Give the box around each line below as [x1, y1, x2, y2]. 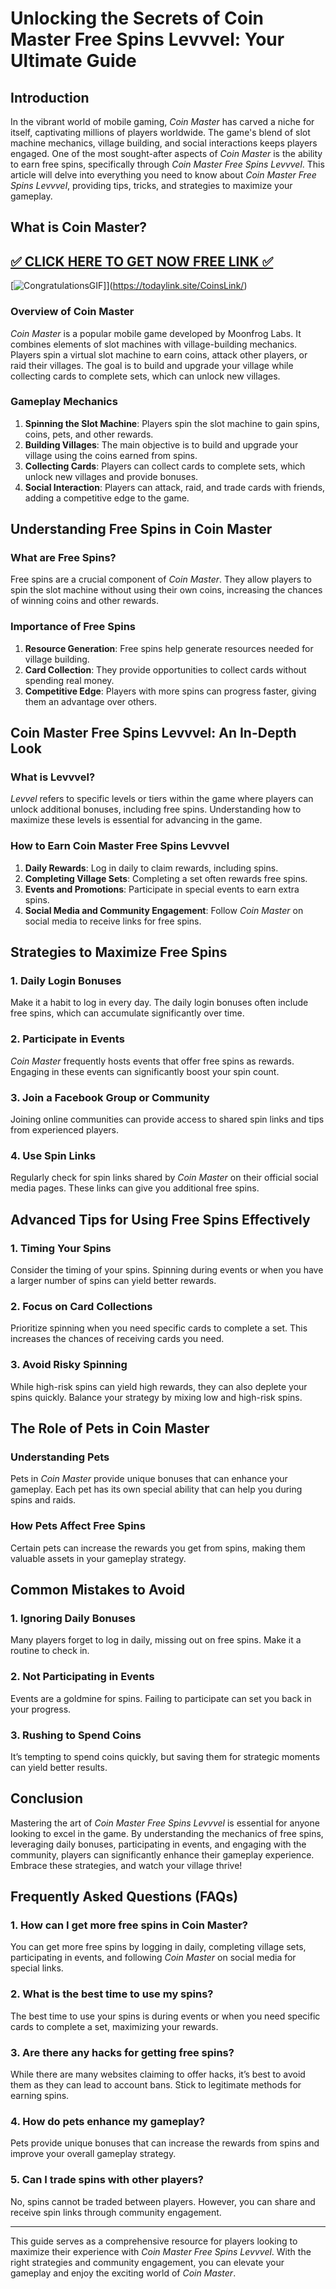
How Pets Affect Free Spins [10, 1519, 146, 1533]
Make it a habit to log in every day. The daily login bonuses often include [10, 997, 309, 1009]
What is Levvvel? [10, 770, 96, 784]
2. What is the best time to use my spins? [10, 1987, 214, 2001]
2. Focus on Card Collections [10, 1299, 153, 1313]
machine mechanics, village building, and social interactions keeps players [10, 137, 318, 149]
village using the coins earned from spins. [24, 449, 198, 461]
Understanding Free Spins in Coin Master [10, 521, 273, 538]
